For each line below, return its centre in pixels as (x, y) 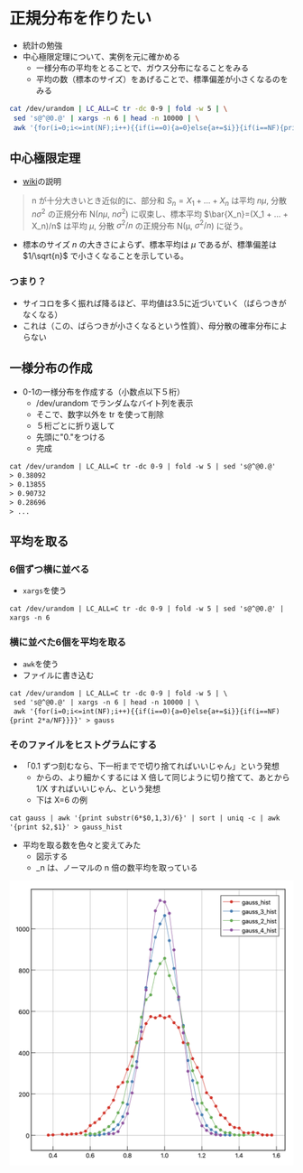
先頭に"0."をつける (70, 437)
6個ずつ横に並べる (50, 569)
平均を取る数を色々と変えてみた (82, 844)
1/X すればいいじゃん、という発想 (98, 788)
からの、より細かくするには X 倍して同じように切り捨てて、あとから (163, 777)
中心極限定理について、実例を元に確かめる (101, 56)
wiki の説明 (41, 182)
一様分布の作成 (51, 368)
